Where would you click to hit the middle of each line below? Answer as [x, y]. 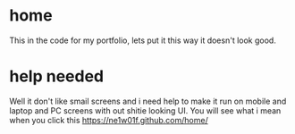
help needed [57, 76]
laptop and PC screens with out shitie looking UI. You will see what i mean [145, 110]
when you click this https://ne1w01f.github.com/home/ [109, 120]
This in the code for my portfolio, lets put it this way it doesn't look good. [143, 40]
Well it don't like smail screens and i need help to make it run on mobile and [148, 101]
